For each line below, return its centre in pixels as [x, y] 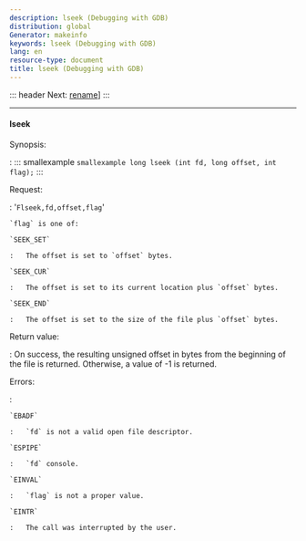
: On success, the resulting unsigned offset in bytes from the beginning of [148, 354]
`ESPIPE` [26, 448]
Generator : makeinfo [49, 35]
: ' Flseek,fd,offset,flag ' [57, 207]
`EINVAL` [26, 480]
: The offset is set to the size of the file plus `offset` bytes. [144, 320]
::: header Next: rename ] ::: [60, 94]
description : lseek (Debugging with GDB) [89, 18]
